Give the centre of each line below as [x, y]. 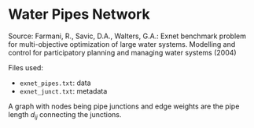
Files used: [26, 67]
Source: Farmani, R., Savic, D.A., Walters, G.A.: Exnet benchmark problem [127, 36]
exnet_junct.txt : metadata [63, 91]
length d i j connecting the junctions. [65, 115]
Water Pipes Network [79, 14]
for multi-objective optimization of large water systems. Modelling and [122, 44]
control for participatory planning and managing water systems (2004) [123, 52]
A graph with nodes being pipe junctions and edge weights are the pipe [124, 106]
